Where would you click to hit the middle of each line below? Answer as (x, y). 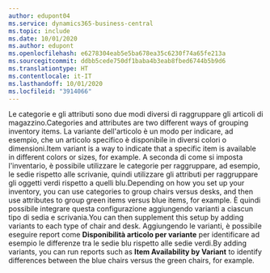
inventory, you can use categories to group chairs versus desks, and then (131, 192)
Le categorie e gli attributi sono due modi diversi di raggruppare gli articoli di (136, 114)
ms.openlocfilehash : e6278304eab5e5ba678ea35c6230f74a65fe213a (117, 53)
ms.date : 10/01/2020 (43, 38)
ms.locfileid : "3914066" (50, 91)
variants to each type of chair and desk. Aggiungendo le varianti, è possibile (135, 226)
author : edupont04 (39, 16)
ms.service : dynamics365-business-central (81, 23)
